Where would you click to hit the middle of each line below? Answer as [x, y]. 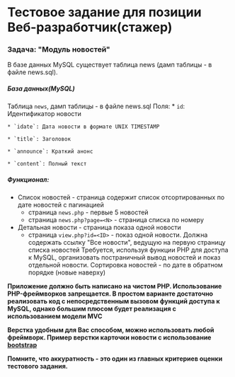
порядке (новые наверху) [67, 272]
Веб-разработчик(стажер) [90, 27]
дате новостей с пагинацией [61, 205]
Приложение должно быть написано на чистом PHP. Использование [115, 286]
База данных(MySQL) [41, 88]
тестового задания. [38, 366]
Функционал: [28, 180]
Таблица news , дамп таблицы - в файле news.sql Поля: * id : [96, 106]
